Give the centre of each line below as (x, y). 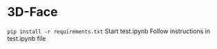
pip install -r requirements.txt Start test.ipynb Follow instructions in (109, 31)
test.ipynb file (27, 38)
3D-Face (32, 12)
